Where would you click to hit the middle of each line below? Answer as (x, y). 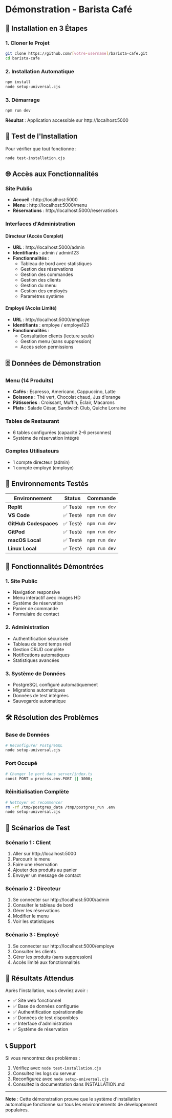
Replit (15, 507)
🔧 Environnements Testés (47, 484)
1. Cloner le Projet (28, 43)
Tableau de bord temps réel (42, 644)
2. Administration (27, 627)
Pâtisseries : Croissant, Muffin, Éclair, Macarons (64, 402)
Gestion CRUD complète (38, 649)
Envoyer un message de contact (47, 875)
